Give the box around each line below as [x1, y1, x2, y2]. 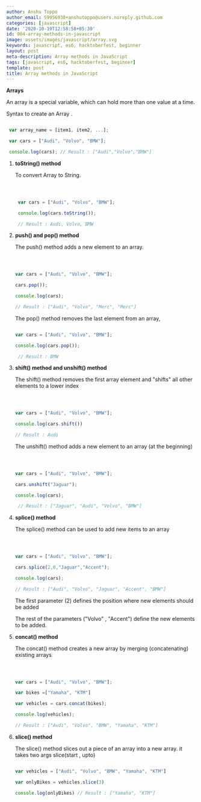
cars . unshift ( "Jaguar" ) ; [14, 481, 78, 488]
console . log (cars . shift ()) [14, 421, 83, 427]
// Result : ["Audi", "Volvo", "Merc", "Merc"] [14, 303, 137, 310]
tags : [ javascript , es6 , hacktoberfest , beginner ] [6, 59, 136, 65]
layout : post [6, 48, 39, 54]
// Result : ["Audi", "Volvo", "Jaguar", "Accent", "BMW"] [14, 586, 167, 592]
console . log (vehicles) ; [14, 712, 75, 718]
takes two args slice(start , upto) [14, 751, 96, 759]
